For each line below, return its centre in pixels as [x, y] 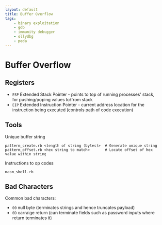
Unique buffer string [25, 136]
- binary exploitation [37, 23]
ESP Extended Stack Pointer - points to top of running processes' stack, [83, 94]
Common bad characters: [31, 198]
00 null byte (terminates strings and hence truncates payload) [73, 208]
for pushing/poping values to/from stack [52, 99]
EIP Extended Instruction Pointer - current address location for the [78, 105]
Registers [20, 83]
